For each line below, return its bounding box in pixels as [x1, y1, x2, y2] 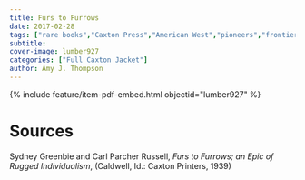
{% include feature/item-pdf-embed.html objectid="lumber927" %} [9, 88, 261, 100]
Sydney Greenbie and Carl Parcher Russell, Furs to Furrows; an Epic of [9, 151, 274, 162]
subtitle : [9, 38, 47, 48]
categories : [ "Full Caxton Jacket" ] [9, 55, 148, 65]
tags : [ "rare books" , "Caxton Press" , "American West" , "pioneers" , [9, 30, 261, 39]
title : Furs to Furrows [9, 13, 100, 23]
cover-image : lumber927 [9, 47, 100, 56]
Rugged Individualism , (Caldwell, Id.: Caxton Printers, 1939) [9, 160, 231, 171]
